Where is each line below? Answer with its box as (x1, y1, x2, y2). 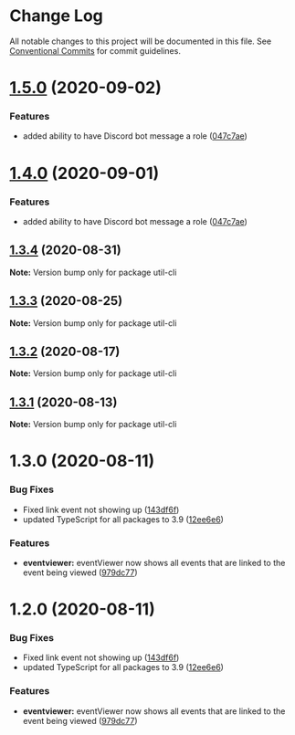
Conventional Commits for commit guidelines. (9, 45, 181, 56)
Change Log (9, 5, 103, 26)
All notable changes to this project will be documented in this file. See (9, 36, 272, 47)
